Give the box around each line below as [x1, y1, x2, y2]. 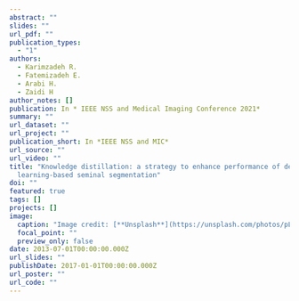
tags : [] [9, 195, 42, 205]
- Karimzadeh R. [17, 63, 77, 72]
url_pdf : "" [9, 29, 53, 38]
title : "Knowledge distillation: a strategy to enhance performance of [9, 162, 280, 171]
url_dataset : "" [9, 121, 69, 130]
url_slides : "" [9, 253, 66, 263]
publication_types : [9, 37, 82, 47]
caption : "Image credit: [17, 220, 109, 229]
